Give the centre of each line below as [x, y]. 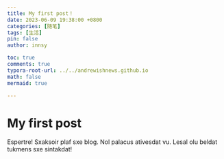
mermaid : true [27, 83]
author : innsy [27, 45]
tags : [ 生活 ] [25, 33]
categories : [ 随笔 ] [34, 26]
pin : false [23, 39]
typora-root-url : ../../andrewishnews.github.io [78, 70]
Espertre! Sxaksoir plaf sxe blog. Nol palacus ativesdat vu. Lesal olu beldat [112, 142]
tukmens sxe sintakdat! [40, 149]
